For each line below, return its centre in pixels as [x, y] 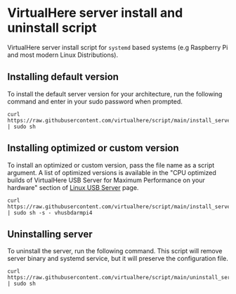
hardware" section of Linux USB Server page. [73, 187]
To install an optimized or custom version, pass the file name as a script [111, 165]
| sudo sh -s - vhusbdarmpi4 [50, 212]
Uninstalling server [50, 234]
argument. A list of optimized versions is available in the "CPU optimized [112, 172]
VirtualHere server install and [95, 13]
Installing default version [63, 77]
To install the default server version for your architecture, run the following [115, 94]
